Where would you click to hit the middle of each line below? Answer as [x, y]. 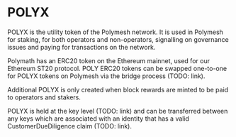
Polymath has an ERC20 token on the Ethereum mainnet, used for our [109, 60]
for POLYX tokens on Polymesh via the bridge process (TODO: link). [106, 76]
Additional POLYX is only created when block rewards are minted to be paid [118, 89]
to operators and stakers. [44, 97]
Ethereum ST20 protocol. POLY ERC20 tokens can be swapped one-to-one [117, 68]
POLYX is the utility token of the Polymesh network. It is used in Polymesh [115, 32]
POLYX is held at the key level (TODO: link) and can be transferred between [118, 111]
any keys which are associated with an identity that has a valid [99, 119]
